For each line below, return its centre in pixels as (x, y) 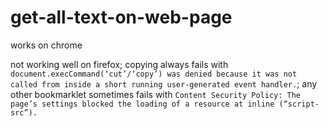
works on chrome (46, 45)
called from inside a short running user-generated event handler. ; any (164, 83)
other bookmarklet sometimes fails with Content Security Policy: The (155, 94)
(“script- (299, 104)
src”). (24, 112)
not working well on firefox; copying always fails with (119, 64)
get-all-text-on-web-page (121, 17)
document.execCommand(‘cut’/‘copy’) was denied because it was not (154, 74)
